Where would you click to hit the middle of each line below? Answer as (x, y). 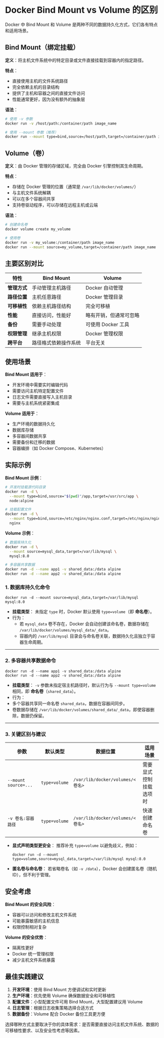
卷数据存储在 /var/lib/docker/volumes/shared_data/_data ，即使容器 (81, 709)
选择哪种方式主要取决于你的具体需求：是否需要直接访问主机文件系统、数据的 (82, 1024)
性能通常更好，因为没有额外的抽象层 (49, 99)
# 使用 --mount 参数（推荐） (32, 132)
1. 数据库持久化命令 (28, 587)
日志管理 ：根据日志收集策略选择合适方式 (53, 1008)
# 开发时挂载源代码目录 (26, 487)
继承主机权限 (47, 334)
